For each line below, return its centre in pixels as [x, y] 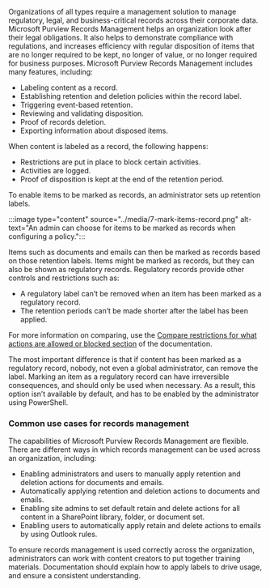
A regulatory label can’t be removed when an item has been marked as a [141, 294]
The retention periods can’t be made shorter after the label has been [134, 311]
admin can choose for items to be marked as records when [137, 228]
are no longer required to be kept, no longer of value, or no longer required [133, 55]
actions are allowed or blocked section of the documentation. [110, 344]
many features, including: [51, 72]
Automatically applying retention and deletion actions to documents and [140, 491]
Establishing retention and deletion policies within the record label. [131, 96]
